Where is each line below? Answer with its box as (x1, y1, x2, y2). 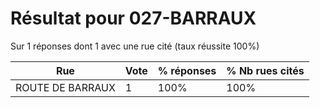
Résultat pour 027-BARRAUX (10, 7, 257, 30)
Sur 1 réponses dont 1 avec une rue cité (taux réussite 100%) (10, 40, 260, 52)
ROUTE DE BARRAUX (15, 80, 116, 94)
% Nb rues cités (226, 63, 305, 77)
